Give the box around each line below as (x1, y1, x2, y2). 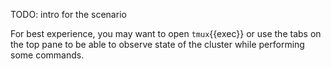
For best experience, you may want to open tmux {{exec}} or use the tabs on (10, 28, 322, 39)
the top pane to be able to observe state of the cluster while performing (10, 39, 305, 50)
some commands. (10, 49, 85, 61)
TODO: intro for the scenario (10, 9, 127, 20)
